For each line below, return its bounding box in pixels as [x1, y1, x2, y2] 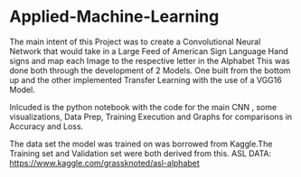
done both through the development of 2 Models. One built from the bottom [9, 65, 291, 76]
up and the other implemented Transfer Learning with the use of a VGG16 [9, 74, 282, 85]
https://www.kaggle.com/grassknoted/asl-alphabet [9, 157, 201, 168]
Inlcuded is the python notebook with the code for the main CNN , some [9, 101, 277, 112]
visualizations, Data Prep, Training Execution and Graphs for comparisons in [9, 111, 293, 122]
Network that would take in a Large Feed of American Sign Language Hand [9, 45, 288, 56]
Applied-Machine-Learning [9, 6, 220, 27]
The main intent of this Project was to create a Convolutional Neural [9, 36, 261, 47]
